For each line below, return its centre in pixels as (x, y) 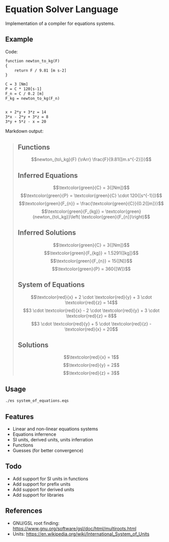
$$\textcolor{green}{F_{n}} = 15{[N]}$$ (91, 261)
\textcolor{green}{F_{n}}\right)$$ (116, 217)
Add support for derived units (43, 489)
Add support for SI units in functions (50, 479)
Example (19, 39)
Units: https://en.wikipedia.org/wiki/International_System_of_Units (81, 534)
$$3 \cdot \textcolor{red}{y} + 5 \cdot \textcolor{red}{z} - (91, 324)
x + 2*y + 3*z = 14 (26, 112)
